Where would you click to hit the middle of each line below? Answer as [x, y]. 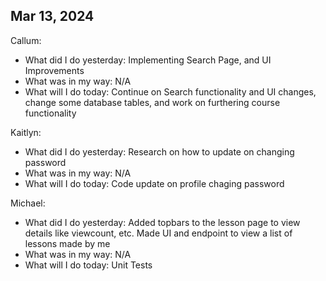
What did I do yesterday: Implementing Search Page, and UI [148, 60]
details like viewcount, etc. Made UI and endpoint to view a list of [158, 233]
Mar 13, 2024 [52, 16]
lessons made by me [67, 243]
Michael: [28, 203]
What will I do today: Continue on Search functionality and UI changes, [170, 91]
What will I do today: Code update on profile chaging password [154, 183]
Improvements [54, 70]
